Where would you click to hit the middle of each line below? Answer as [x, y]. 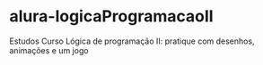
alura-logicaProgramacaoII [111, 16]
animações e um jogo [49, 50]
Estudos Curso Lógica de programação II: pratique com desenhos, [132, 41]
